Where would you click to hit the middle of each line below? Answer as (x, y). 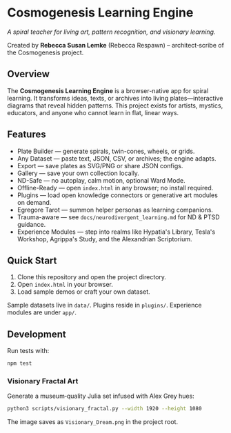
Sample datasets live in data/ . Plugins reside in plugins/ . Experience (104, 305)
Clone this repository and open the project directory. (92, 277)
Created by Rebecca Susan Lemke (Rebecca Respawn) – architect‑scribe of (115, 45)
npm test (20, 363)
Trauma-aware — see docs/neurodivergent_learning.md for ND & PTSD (118, 217)
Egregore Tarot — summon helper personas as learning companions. (115, 210)
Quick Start (32, 260)
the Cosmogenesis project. (46, 52)
